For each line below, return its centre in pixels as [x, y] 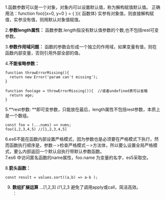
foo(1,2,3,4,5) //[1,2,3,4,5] [36, 129]
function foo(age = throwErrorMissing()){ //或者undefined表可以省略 [76, 91]
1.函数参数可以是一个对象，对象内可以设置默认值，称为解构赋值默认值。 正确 [83, 7]
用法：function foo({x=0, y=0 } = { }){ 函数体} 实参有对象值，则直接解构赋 [80, 13]
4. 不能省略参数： [22, 63]
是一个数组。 [18, 116]
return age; [22, 95]
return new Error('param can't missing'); [54, 77]
